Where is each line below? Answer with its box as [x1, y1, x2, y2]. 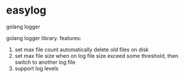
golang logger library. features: [6, 34, 82, 41]
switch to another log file [14, 58, 76, 66]
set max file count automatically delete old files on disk [14, 45, 149, 53]
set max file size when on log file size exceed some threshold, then [14, 52, 179, 59]
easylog [6, 4, 47, 17]
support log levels [14, 64, 59, 71]
